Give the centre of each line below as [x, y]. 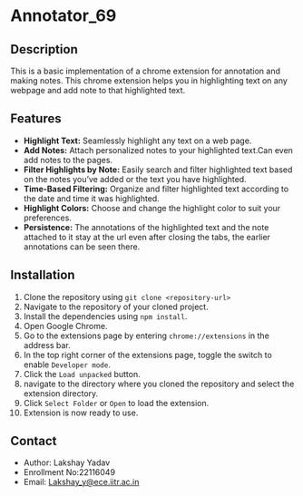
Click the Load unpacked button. [82, 374]
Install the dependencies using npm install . [105, 316]
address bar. [47, 345]
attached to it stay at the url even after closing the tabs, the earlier [147, 237]
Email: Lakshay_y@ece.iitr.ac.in [81, 482]
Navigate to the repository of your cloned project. [116, 306]
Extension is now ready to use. [81, 413]
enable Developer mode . [67, 365]
